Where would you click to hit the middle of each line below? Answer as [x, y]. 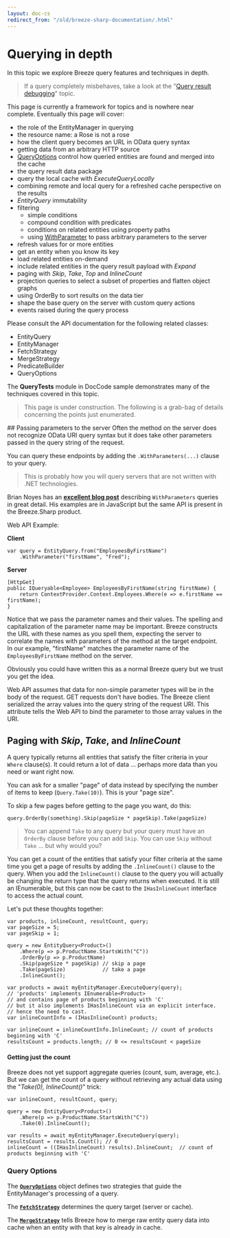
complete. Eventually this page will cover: [66, 114]
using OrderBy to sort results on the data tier [80, 296]
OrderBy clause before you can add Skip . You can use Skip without [118, 838]
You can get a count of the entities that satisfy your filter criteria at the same [115, 859]
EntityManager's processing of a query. [63, 1193]
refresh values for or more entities [65, 244]
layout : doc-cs [29, 13]
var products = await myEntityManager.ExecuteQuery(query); [95, 988]
